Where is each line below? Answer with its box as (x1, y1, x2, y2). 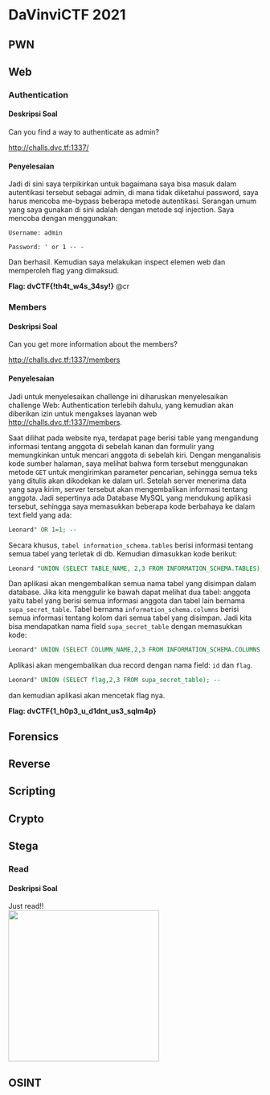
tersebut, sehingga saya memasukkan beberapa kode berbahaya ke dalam (8, 502, 256, 511)
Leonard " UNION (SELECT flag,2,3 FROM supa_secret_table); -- (8, 676, 221, 685)
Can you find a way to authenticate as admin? (8, 127, 159, 137)
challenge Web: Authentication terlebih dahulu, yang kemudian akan (8, 400, 235, 410)
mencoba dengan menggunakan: (8, 214, 118, 223)
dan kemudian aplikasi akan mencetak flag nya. (8, 691, 166, 701)
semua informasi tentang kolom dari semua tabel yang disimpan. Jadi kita (8, 613, 252, 622)
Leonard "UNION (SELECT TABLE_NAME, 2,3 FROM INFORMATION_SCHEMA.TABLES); (8, 564, 264, 572)
